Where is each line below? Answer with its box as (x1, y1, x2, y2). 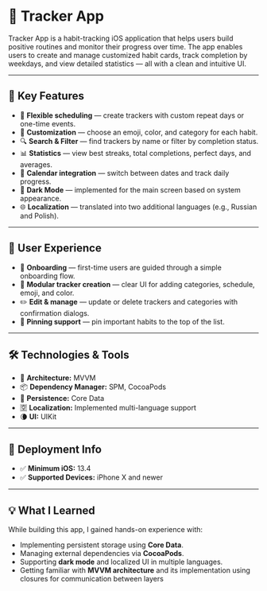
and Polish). (19, 211, 60, 220)
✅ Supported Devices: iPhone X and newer (19, 472, 163, 482)
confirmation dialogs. (19, 308, 90, 317)
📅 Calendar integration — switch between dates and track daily (19, 168, 230, 177)
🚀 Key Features (8, 89, 85, 103)
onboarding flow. (19, 270, 75, 281)
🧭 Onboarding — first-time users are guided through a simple (19, 262, 222, 272)
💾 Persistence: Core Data (19, 394, 105, 403)
